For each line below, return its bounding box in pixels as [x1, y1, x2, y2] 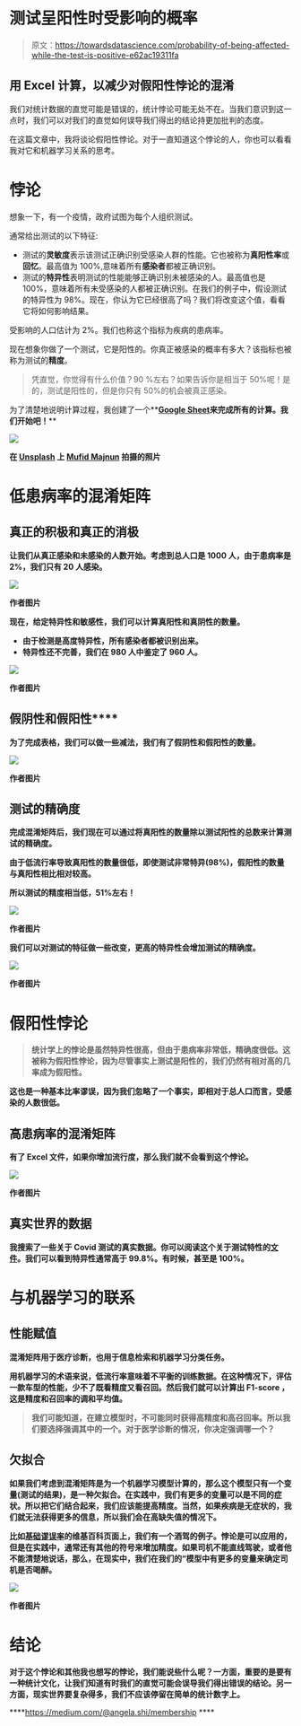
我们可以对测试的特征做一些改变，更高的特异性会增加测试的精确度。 [9, 942, 261, 953]
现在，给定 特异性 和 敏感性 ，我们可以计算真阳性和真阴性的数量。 [9, 616, 245, 626]
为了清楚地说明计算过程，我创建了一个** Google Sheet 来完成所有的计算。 [9, 404, 280, 415]
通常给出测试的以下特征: [9, 230, 99, 241]
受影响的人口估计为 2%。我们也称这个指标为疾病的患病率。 [9, 324, 228, 335]
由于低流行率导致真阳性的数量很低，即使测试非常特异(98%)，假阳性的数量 [9, 857, 285, 868]
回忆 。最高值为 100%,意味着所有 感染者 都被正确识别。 [21, 260, 221, 271]
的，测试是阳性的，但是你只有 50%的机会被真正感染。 [30, 385, 232, 396]
